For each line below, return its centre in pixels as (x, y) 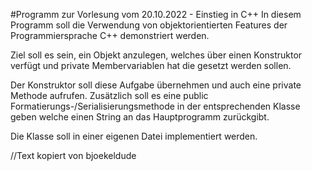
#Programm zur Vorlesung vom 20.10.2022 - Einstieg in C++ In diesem (156, 14)
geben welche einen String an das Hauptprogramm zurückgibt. (140, 117)
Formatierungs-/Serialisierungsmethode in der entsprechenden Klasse (155, 106)
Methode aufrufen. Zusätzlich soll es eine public (109, 95)
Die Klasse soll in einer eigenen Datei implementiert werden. (134, 136)
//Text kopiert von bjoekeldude (73, 155)
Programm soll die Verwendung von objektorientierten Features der (149, 25)
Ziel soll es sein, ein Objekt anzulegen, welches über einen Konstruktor (156, 55)
